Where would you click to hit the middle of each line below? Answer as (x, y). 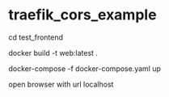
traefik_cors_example (82, 15)
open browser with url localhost (61, 84)
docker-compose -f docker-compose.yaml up (85, 68)
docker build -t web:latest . (53, 53)
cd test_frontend (36, 37)
